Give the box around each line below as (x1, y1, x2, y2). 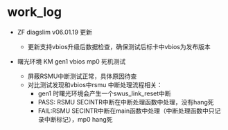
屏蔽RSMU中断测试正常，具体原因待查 (27, 72, 137, 80)
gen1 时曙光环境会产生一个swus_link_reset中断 (37, 89, 171, 98)
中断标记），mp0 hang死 (44, 115, 113, 123)
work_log (7, 4, 62, 20)
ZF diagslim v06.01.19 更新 (17, 28, 92, 36)
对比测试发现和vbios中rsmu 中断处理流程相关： (27, 80, 163, 89)
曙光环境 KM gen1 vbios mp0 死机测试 (17, 57, 126, 66)
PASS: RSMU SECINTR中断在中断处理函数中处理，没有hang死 (37, 98, 214, 106)
